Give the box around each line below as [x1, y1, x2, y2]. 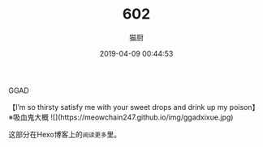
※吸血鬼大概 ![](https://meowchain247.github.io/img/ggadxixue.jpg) [8, 112, 234, 122]
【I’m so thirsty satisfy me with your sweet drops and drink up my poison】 [8, 102, 260, 111]
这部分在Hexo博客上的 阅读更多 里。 [8, 129, 122, 139]
